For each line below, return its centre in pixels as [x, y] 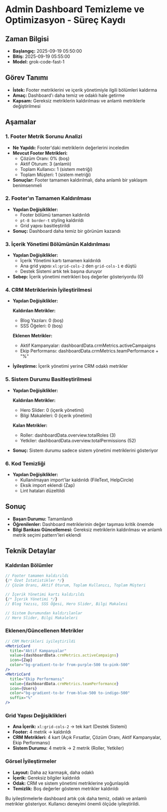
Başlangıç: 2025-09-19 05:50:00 [47, 51]
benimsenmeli [27, 185]
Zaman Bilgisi [27, 39]
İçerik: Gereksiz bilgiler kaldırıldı [46, 778]
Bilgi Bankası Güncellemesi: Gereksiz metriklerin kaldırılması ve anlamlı [87, 529]
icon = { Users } [24, 688]
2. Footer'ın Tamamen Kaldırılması [48, 198]
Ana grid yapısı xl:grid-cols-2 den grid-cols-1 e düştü [78, 266]
